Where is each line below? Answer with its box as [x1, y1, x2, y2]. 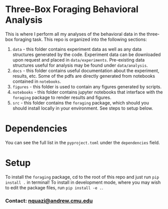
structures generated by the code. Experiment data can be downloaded [12, 51, 161, 58]
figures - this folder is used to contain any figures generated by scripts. [12, 83, 162, 89]
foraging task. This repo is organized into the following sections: [14, 36, 147, 42]
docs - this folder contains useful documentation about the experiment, [12, 67, 159, 74]
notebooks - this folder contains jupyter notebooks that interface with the [12, 89, 163, 95]
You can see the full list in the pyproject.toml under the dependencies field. [5, 139, 160, 145]
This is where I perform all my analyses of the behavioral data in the [5, 31, 146, 37]
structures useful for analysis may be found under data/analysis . [12, 62, 148, 68]
